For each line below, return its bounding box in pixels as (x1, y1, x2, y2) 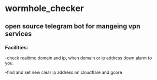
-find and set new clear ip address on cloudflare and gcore (5, 69, 122, 75)
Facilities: (5, 44, 29, 51)
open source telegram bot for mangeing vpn (5, 22, 141, 30)
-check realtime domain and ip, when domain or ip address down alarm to (5, 55, 152, 61)
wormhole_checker (5, 3, 84, 14)
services (5, 29, 32, 38)
